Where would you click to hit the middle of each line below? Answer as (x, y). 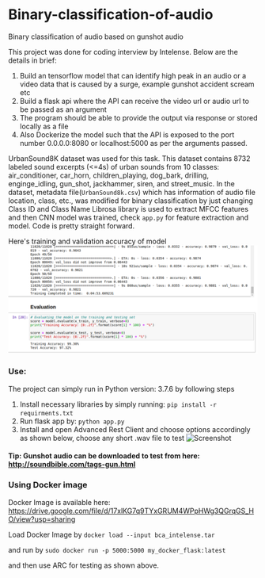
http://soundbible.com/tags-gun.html (72, 465)
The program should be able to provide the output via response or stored (138, 117)
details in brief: (32, 60)
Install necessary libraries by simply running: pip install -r (118, 404)
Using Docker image (48, 485)
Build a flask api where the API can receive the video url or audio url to (134, 101)
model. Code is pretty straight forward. (72, 226)
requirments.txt (46, 413)
